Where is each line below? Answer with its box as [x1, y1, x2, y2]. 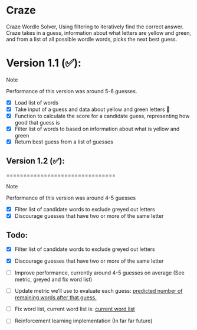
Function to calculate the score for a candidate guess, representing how [14, 113, 190, 119]
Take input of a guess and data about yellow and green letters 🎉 [14, 106, 170, 113]
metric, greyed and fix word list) [14, 276, 93, 283]
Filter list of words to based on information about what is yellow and [14, 125, 180, 133]
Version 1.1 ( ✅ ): [6, 57, 81, 70]
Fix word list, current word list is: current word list [14, 305, 135, 313]
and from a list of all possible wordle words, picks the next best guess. [6, 35, 178, 43]
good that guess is [14, 119, 60, 126]
